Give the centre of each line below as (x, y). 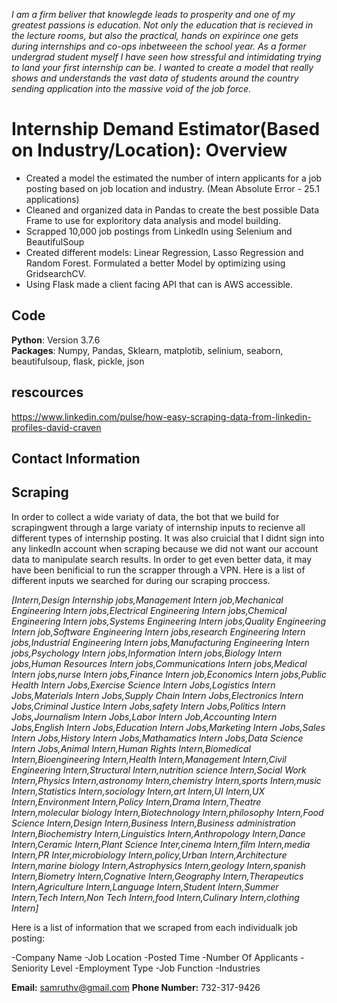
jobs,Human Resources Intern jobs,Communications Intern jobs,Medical (159, 663)
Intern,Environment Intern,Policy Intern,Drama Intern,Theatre (136, 801)
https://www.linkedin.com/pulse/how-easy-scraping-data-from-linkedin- (161, 416)
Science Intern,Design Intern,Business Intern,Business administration (153, 823)
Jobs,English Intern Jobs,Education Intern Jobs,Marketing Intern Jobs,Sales (168, 727)
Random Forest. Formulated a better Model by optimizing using (155, 263)
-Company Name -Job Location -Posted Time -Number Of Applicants (155, 957)
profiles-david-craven (56, 427)
